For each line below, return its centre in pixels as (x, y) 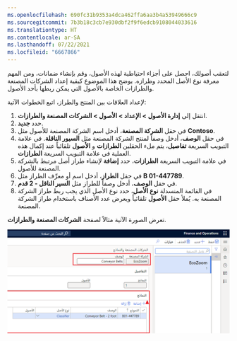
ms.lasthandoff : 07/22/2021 (49, 45)
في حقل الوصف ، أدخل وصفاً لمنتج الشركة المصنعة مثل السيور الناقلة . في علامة (121, 138)
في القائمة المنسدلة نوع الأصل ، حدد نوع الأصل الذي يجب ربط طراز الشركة (115, 191)
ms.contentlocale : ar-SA (44, 37)
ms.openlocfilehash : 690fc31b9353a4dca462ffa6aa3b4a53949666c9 (102, 15)
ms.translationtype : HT (42, 30)
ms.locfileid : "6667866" (44, 52)
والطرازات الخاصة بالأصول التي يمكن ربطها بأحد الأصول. (81, 88)
